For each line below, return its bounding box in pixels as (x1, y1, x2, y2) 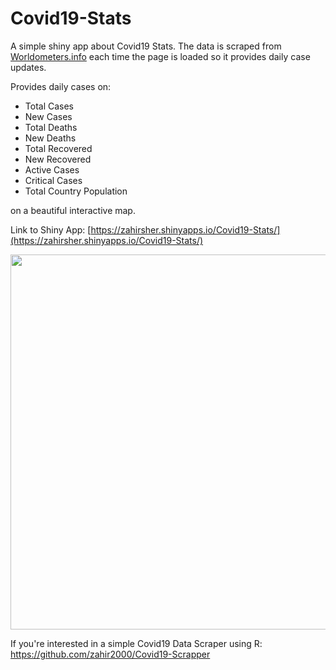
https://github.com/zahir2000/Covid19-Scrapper (10, 648, 211, 660)
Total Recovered (24, 142, 93, 154)
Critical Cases (24, 174, 83, 186)
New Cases (24, 110, 73, 122)
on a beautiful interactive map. (10, 204, 136, 216)
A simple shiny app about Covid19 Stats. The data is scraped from (10, 40, 282, 52)
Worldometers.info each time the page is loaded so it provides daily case (10, 50, 311, 62)
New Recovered (24, 153, 92, 165)
